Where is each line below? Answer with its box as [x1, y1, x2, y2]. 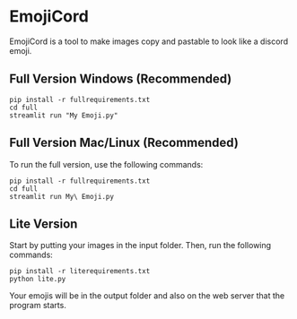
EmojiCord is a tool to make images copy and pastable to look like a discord [9, 36, 289, 47]
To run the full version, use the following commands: [9, 159, 204, 169]
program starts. [9, 300, 67, 311]
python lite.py [9, 275, 66, 284]
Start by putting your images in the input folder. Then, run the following [9, 240, 272, 251]
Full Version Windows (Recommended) [9, 72, 232, 87]
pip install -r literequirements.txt [9, 267, 151, 276]
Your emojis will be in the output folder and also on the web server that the [9, 290, 285, 301]
